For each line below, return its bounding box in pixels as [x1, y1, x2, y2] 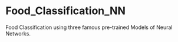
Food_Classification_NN [5, 4, 126, 18]
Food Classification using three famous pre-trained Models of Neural [5, 24, 173, 31]
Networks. [5, 30, 31, 37]
